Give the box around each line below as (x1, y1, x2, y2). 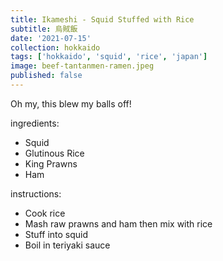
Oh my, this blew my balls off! (10, 97, 132, 110)
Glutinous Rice (24, 147, 85, 159)
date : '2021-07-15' (10, 33, 92, 43)
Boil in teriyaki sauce (24, 239, 111, 251)
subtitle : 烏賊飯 (10, 24, 78, 34)
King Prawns (24, 157, 78, 170)
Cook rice (24, 207, 66, 219)
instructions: (10, 187, 62, 200)
